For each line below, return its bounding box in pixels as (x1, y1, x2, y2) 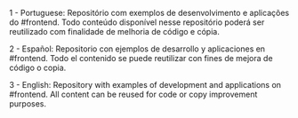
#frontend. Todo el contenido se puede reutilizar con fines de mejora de (9, 53, 273, 63)
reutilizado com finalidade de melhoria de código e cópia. (9, 27, 220, 36)
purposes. (9, 98, 47, 109)
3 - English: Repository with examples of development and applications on (9, 80, 282, 90)
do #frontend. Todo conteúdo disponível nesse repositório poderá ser (9, 17, 265, 28)
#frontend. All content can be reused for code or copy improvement (9, 89, 258, 99)
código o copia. (9, 62, 67, 73)
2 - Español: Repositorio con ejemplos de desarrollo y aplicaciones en (9, 43, 265, 54)
